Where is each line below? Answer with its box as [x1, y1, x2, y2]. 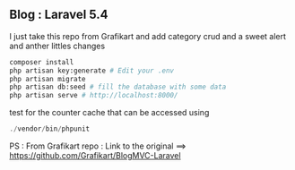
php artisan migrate [9, 74, 87, 83]
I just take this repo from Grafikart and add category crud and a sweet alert [9, 30, 287, 41]
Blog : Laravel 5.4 [9, 7, 109, 22]
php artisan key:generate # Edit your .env [9, 66, 175, 75]
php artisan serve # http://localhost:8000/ [9, 91, 178, 100]
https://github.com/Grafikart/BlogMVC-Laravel [9, 150, 181, 161]
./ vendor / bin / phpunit [9, 124, 91, 133]
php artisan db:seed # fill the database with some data [9, 82, 227, 92]
